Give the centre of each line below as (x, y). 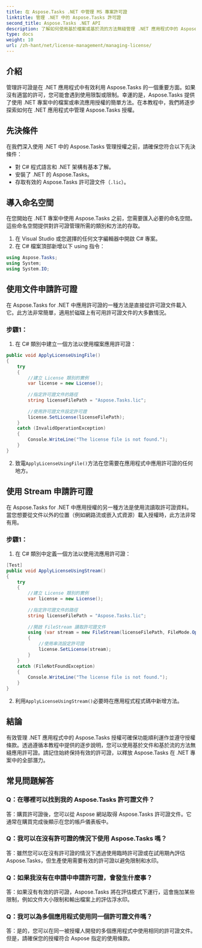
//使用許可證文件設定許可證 (57, 411)
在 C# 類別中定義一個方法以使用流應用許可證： (73, 554)
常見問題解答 (30, 781)
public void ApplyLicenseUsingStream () (56, 571)
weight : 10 (20, 40)
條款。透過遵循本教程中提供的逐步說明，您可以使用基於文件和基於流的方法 (98, 745)
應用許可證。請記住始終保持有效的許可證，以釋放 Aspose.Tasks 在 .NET (100, 752)
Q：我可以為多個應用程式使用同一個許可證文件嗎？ (79, 917)
